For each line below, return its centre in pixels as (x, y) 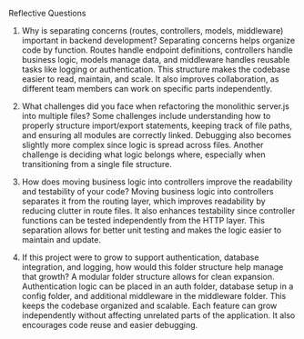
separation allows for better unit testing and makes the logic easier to (152, 230)
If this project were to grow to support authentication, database (140, 257)
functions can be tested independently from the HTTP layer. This (143, 220)
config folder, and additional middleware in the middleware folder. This (154, 296)
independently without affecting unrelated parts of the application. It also (158, 315)
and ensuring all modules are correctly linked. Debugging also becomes (157, 135)
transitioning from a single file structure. (96, 164)
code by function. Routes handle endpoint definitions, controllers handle (157, 50)
